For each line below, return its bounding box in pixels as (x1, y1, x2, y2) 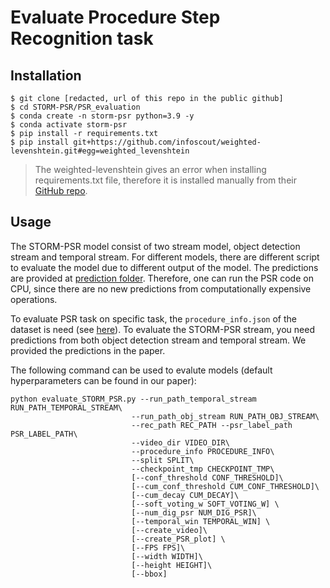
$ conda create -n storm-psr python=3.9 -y (10, 111, 195, 121)
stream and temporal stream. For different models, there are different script (10, 251, 320, 263)
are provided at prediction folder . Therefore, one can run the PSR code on (10, 272, 314, 284)
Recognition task (10, 27, 154, 50)
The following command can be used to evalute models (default (10, 364, 273, 376)
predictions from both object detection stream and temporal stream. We (10, 334, 307, 346)
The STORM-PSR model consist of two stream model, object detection (10, 240, 301, 252)
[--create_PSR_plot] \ (131, 534, 226, 544)
